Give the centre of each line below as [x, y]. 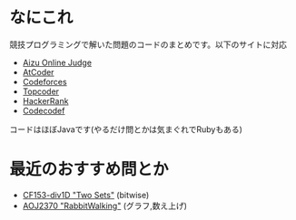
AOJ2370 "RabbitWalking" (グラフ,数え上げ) [105, 206]
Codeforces [44, 81]
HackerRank [45, 100]
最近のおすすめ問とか [89, 170]
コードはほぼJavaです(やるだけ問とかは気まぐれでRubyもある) [126, 129]
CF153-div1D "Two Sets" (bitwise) [86, 195]
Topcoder [41, 91]
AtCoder [38, 72]
